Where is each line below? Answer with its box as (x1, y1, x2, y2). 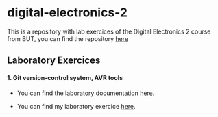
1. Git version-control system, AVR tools (7, 73, 123, 81)
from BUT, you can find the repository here (7, 34, 129, 42)
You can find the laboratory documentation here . (16, 89, 155, 97)
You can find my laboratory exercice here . (16, 102, 136, 110)
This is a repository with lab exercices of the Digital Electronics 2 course (7, 27, 211, 36)
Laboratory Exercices (7, 55, 101, 66)
